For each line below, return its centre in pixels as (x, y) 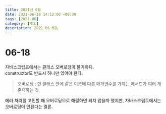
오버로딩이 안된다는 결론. (29, 107)
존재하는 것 (28, 90)
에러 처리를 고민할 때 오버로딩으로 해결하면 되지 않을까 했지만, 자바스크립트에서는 (83, 101)
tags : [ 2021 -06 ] (22, 19)
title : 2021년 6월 (23, 10)
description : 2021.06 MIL (32, 28)
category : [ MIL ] (22, 24)
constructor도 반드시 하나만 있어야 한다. (44, 73)
